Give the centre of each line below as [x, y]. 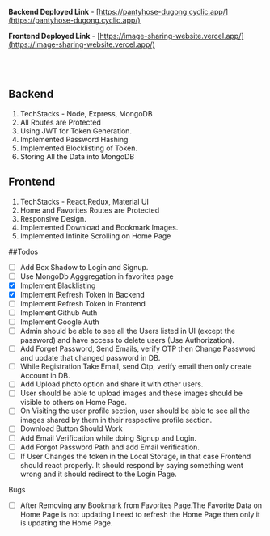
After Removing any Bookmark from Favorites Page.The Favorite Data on [141, 505]
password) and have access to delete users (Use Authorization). [127, 340]
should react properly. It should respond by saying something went [132, 465]
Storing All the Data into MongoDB [77, 156]
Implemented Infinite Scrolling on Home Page [95, 236]
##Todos [23, 251]
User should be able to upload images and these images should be [131, 393]
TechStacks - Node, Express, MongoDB [86, 113]
